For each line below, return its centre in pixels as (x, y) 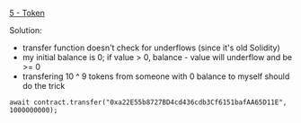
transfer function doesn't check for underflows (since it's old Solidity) (151, 48)
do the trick (44, 86)
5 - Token (27, 13)
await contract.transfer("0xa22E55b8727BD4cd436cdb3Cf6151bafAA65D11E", (148, 102)
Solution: (26, 30)
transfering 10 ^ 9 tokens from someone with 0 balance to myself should (156, 76)
